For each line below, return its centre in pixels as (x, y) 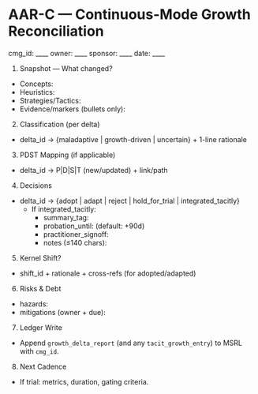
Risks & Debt (40, 288)
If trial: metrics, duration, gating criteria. (84, 381)
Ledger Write (41, 327)
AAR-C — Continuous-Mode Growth (129, 15)
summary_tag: (66, 217)
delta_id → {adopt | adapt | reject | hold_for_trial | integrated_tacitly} (130, 201)
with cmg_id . (39, 351)
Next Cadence (43, 366)
